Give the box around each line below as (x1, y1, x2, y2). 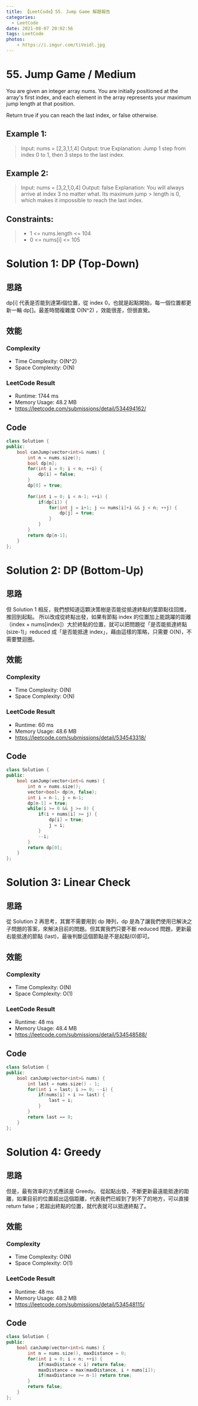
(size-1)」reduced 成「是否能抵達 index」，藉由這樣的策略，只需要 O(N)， (6, 628, 187, 635)
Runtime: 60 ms (14, 721, 54, 728)
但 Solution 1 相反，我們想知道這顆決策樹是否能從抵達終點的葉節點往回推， (6, 606, 190, 613)
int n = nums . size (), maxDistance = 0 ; (27, 1350, 127, 1357)
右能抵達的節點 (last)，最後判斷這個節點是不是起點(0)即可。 (6, 933, 153, 940)
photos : (6, 36, 26, 42)
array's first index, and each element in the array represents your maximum (6, 94, 191, 101)
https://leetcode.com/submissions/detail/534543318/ (14, 734, 146, 741)
